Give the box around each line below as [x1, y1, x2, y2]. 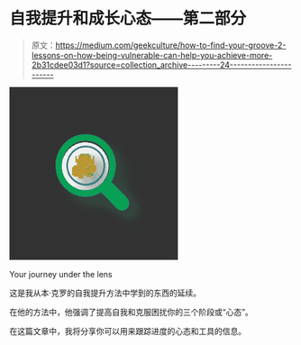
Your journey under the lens [9, 268, 113, 279]
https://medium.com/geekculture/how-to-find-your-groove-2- [55, 40, 287, 50]
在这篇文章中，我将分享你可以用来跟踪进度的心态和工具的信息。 [9, 325, 246, 336]
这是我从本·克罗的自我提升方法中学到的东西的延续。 [9, 287, 202, 298]
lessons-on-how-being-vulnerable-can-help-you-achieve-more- [31, 50, 273, 60]
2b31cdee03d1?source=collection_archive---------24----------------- [31, 59, 292, 70]
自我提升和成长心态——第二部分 [9, 8, 247, 29]
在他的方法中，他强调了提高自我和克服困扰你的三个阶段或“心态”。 [9, 306, 254, 317]
